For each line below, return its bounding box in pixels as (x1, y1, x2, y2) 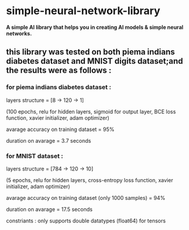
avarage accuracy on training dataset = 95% (6, 126, 115, 133)
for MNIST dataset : (6, 152, 64, 160)
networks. (6, 29, 32, 37)
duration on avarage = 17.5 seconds (6, 205, 93, 213)
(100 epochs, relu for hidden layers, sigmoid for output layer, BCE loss (6, 108, 176, 115)
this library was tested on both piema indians (6, 47, 175, 57)
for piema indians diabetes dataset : (6, 83, 112, 91)
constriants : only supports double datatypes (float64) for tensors (6, 217, 166, 224)
